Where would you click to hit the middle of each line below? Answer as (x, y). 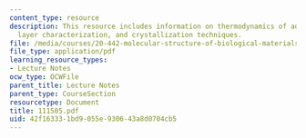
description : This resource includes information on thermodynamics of (148, 26)
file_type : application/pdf (63, 52)
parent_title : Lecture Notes (65, 85)
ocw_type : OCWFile (44, 77)
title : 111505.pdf (44, 111)
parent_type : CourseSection (63, 94)
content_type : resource (55, 18)
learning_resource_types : (58, 60)
